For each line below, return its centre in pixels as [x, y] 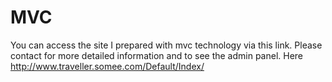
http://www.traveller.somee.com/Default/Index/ [107, 66]
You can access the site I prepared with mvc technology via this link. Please [166, 45]
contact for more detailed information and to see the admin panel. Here [157, 55]
